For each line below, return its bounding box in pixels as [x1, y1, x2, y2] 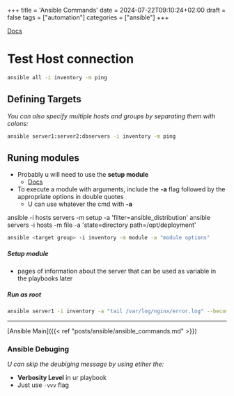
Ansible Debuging [7, 344, 70, 354]
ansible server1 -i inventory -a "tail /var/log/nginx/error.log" [7, 308, 204, 315]
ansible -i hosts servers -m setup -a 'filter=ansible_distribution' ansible [7, 214, 211, 222]
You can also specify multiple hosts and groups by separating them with [7, 111, 216, 120]
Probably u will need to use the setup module [17, 171, 149, 179]
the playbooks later [17, 274, 73, 283]
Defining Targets [7, 93, 81, 105]
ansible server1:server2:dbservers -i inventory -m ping [7, 132, 176, 140]
